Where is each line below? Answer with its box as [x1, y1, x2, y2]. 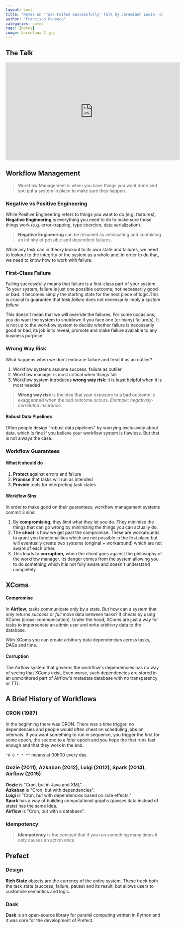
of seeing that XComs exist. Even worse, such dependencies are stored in [5, 670, 157, 676]
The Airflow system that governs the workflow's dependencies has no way [5, 664, 159, 670]
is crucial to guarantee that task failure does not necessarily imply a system [5, 297, 161, 303]
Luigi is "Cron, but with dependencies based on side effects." [5, 792, 132, 798]
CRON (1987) [5, 710, 38, 717]
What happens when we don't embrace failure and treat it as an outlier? [5, 356, 152, 362]
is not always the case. [5, 435, 53, 441]
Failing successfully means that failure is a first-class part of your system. [5, 281, 157, 287]
